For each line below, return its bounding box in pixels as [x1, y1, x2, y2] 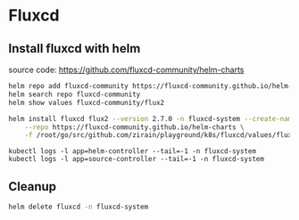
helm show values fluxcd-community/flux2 [8, 98, 165, 107]
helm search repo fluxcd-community [8, 90, 141, 99]
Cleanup [8, 179, 57, 194]
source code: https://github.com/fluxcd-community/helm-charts [8, 64, 245, 75]
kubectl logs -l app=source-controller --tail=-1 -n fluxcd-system [8, 155, 265, 164]
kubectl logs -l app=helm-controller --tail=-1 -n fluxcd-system [8, 147, 256, 156]
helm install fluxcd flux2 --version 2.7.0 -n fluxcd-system [8, 114, 241, 123]
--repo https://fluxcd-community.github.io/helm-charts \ [24, 122, 245, 132]
